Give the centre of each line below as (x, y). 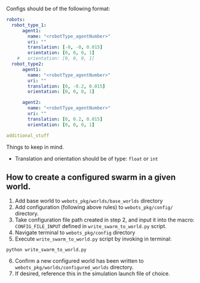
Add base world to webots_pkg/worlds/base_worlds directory (89, 201)
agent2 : (32, 103)
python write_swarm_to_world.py (46, 250)
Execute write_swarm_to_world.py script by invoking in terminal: (93, 239)
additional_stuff (28, 136)
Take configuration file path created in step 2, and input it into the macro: (104, 220)
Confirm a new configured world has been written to (79, 261)
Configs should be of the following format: (58, 9)
